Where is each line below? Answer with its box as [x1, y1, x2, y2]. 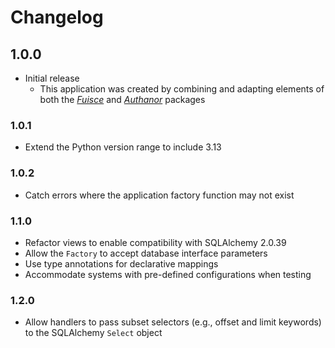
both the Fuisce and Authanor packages [39, 94, 206, 105]
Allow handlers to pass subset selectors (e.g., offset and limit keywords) [24, 316, 322, 328]
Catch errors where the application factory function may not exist [24, 189, 295, 201]
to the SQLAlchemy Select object [24, 327, 163, 339]
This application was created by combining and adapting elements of [39, 83, 325, 95]
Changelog [10, 6, 104, 29]
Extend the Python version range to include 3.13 [24, 141, 222, 153]
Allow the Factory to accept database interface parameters [24, 247, 268, 259]
